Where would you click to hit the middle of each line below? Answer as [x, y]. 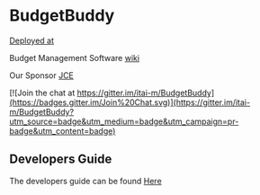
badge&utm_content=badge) [63, 130]
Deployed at [32, 40]
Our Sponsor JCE [42, 75]
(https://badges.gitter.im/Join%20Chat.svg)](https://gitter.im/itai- [130, 102]
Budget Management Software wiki [75, 58]
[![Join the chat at [42, 93]
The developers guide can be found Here [85, 181]
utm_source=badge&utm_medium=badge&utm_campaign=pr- [124, 121]
